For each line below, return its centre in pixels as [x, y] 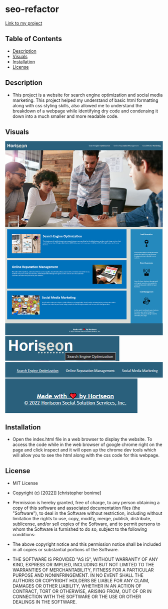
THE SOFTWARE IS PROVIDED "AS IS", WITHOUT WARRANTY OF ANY [85, 559]
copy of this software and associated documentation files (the [76, 508]
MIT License [25, 483]
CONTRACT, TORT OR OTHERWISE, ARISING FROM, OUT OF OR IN [82, 591]
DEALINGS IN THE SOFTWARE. [44, 602]
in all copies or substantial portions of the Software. [65, 549]
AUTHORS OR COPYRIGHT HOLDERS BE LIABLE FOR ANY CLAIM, [81, 580]
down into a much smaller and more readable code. [65, 116]
